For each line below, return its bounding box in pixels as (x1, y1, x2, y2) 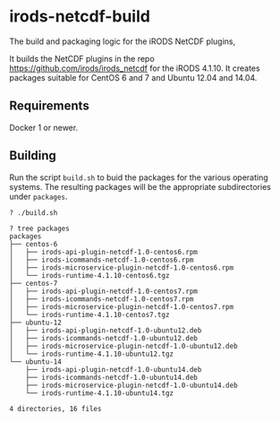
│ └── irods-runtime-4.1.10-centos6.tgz (9, 271, 170, 280)
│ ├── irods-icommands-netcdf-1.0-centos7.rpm (9, 294, 194, 304)
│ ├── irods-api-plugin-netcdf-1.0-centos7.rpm (9, 287, 199, 296)
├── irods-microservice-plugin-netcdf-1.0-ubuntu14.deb (25, 381, 239, 390)
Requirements (9, 99, 89, 114)
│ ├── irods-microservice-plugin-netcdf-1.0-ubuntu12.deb (9, 341, 239, 350)
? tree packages (9, 224, 70, 233)
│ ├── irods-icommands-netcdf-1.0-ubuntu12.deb (9, 333, 199, 342)
